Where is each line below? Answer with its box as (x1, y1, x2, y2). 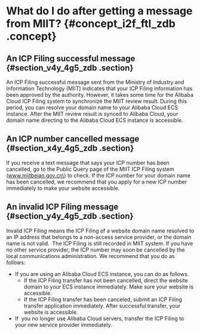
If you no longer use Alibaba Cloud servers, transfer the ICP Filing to (14, 315, 184, 322)
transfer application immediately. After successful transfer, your (23, 302, 181, 309)
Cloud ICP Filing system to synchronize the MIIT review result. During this (6, 97, 187, 105)
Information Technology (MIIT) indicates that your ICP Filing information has (6, 85, 193, 92)
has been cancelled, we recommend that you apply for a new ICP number (6, 178, 187, 185)
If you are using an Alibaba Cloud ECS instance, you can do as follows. (14, 270, 189, 277)
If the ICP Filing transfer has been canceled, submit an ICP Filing (23, 296, 182, 303)
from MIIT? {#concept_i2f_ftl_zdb (6, 17, 176, 30)
